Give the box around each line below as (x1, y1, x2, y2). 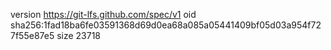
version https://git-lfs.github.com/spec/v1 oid (10, 9, 197, 20)
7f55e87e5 (10, 30, 55, 41)
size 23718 (56, 30, 102, 41)
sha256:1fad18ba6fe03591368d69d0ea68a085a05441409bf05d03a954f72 (10, 19, 322, 31)
